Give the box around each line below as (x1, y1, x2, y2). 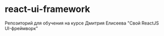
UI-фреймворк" (5, 25, 38, 31)
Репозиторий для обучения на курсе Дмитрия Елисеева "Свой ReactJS (5, 20, 159, 26)
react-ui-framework (5, 3, 90, 15)
